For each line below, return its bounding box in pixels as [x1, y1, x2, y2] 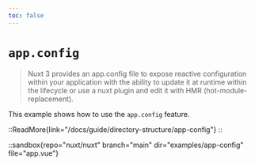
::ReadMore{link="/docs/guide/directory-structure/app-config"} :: [8, 124, 223, 134]
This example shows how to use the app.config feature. [8, 109, 190, 119]
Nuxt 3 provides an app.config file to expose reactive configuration [27, 69, 247, 78]
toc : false [8, 11, 44, 20]
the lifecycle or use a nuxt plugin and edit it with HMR [27, 85, 202, 95]
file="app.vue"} [8, 148, 59, 158]
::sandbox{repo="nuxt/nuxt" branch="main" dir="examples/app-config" [8, 140, 244, 149]
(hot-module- [203, 85, 248, 95]
